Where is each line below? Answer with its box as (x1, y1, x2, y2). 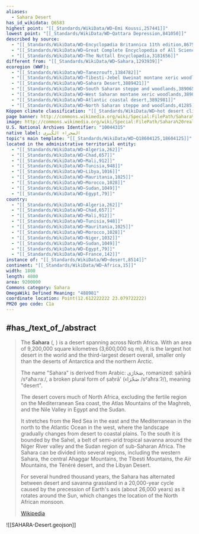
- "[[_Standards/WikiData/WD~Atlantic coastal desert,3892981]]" (11, 97, 176, 103)
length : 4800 (6, 274, 38, 279)
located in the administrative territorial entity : (6, 141, 136, 147)
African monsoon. (20, 498, 65, 505)
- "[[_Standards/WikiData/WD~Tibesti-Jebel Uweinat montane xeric (11, 75, 179, 81)
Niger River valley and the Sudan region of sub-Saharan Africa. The (20, 443, 186, 450)
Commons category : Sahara (6, 284, 70, 291)
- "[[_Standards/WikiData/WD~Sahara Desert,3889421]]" (11, 81, 150, 87)
